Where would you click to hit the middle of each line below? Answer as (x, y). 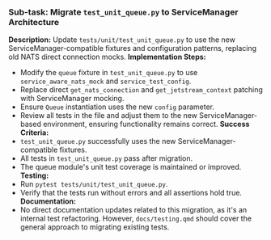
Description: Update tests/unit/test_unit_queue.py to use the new (122, 40)
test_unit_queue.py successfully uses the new (98, 141)
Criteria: (34, 133)
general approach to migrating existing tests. (95, 227)
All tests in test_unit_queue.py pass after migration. (106, 158)
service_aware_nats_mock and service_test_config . (106, 81)
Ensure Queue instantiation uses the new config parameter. (117, 107)
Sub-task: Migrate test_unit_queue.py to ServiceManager (123, 12)
